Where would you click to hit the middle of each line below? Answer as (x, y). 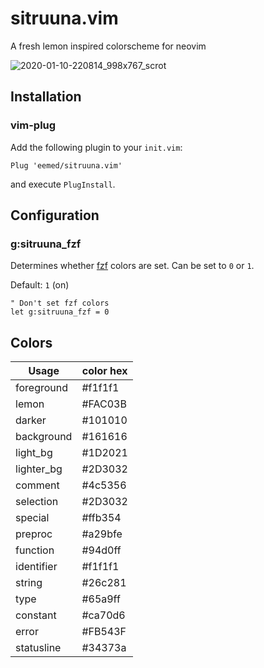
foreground (42, 388)
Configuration (55, 215)
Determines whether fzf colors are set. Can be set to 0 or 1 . (132, 266)
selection (37, 502)
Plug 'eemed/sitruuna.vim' (66, 165)
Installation (46, 97)
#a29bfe (102, 534)
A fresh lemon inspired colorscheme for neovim (108, 46)
